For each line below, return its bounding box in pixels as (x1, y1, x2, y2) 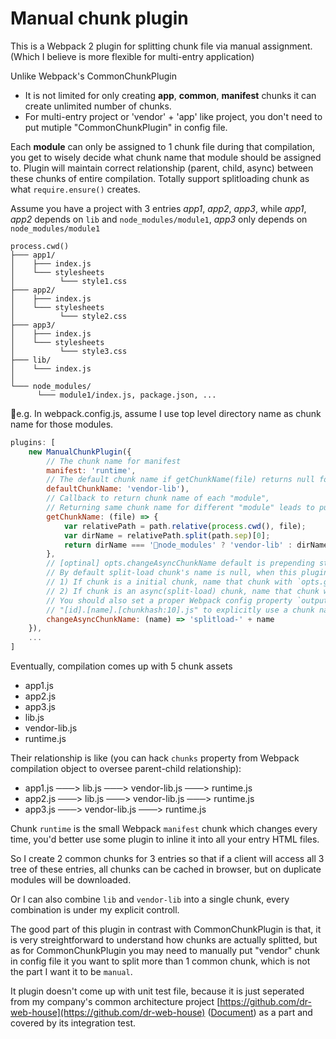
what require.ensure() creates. (10, 183, 141, 195)
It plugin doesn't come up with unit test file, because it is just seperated (10, 985, 305, 997)
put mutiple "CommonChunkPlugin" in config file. (24, 121, 228, 133)
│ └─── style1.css (10, 276, 128, 286)
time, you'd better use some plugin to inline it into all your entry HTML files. (10, 833, 320, 846)
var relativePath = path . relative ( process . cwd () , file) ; (63, 521, 307, 531)
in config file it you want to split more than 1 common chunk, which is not (10, 955, 311, 967)
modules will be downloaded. (10, 874, 132, 886)
